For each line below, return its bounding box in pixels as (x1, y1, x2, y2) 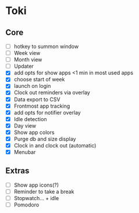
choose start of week (13, 76, 65, 83)
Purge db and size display (13, 135, 76, 142)
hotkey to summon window (13, 43, 79, 50)
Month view (13, 56, 42, 63)
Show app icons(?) (13, 181, 59, 188)
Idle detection (13, 115, 47, 122)
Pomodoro (13, 201, 40, 208)
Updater (13, 63, 34, 70)
